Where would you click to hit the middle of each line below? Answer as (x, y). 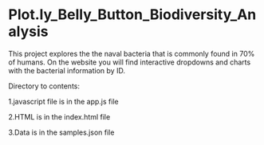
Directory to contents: (44, 86)
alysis (28, 31)
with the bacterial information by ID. (67, 70)
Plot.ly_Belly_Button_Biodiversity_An (132, 15)
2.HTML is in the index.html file (59, 116)
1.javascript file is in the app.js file (63, 101)
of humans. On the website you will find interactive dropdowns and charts (130, 62)
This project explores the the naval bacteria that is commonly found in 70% (132, 53)
